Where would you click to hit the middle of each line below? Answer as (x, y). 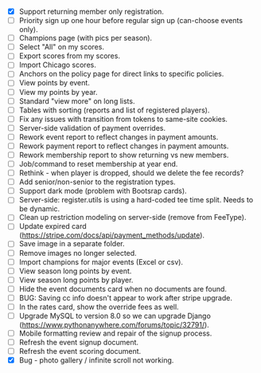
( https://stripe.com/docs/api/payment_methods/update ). (111, 235)
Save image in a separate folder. (72, 244)
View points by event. (55, 83)
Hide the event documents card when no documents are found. (123, 289)
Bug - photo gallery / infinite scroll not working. (96, 360)
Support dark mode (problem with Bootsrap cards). (103, 191)
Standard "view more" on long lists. (77, 101)
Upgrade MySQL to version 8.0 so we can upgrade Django (115, 316)
